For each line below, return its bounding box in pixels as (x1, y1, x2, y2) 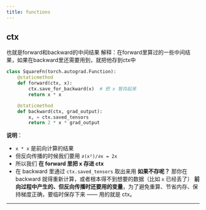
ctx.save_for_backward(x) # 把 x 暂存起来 (28, 86, 137, 92)
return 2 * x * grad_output (28, 120, 100, 126)
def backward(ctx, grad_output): (17, 108, 103, 114)
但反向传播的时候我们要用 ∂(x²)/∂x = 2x (15, 152, 118, 160)
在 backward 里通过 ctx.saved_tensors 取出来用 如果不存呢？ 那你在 (15, 168, 188, 175)
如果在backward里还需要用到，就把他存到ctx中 (17, 56, 136, 64)
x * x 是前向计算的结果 (15, 145, 74, 152)
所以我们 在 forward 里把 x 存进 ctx (15, 160, 104, 168)
